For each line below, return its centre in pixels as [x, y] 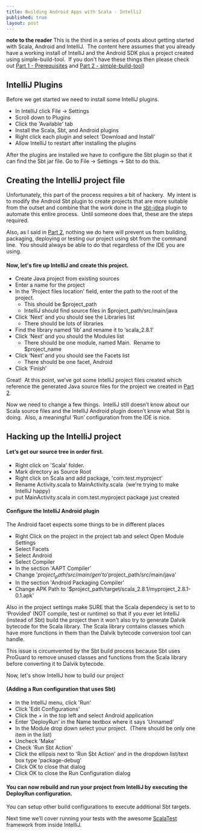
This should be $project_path [60, 304]
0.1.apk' [24, 595]
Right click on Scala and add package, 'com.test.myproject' [89, 478]
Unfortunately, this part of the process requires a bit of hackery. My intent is [101, 195]
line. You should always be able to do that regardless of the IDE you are [96, 245]
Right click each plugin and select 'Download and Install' [85, 137]
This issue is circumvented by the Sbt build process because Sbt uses [93, 651]
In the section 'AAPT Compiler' [53, 568]
